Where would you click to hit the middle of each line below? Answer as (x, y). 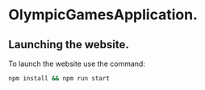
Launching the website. (69, 45)
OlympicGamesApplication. (103, 15)
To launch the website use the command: (77, 63)
